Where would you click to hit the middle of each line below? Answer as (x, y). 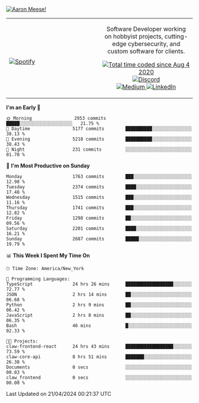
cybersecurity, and (154, 44)
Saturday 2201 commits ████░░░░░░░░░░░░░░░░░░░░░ (99, 229)
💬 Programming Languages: (38, 279)
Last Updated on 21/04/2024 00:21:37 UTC (59, 394)
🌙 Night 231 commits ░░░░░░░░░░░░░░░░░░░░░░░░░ (99, 150)
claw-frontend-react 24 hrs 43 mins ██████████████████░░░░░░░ (99, 347)
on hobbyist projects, (134, 37)
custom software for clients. (146, 51)
